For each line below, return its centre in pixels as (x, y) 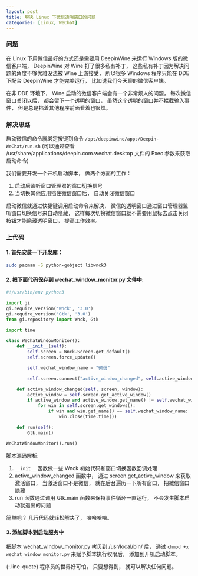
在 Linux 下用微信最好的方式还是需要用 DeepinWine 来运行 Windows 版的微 (97, 58)
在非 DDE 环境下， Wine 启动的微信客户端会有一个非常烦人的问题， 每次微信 (99, 93)
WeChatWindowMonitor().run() (42, 444)
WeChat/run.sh (24, 146)
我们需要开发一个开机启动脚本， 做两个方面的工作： (69, 173)
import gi (18, 303)
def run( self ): (35, 427)
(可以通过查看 (59, 146)
